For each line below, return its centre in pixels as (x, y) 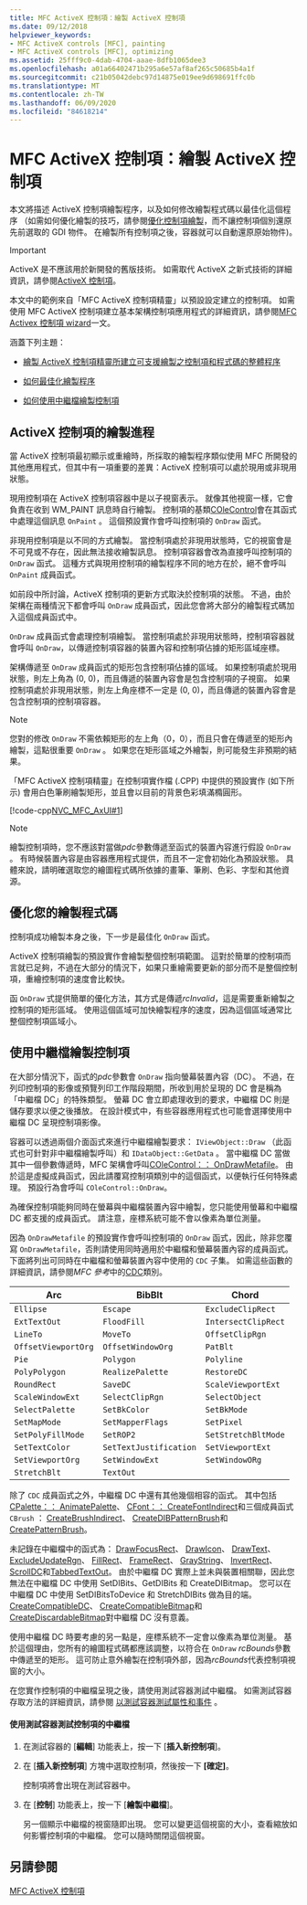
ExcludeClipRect (240, 1309)
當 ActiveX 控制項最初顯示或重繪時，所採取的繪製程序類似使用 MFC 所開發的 (153, 456)
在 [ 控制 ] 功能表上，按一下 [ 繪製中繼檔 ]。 (100, 1804)
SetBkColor (126, 1409)
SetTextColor (42, 1447)
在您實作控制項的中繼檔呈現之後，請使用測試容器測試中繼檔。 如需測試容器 (151, 1690)
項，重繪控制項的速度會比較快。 (69, 979)
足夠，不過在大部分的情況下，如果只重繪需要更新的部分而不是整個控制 (165, 967)
